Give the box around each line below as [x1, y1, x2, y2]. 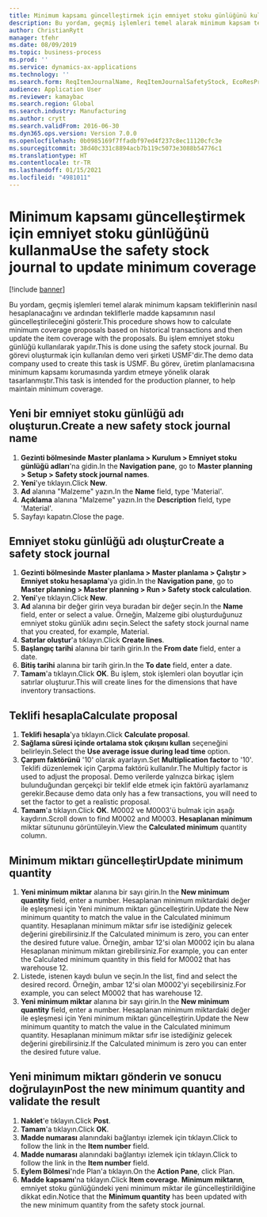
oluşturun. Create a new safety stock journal [9, 419, 231, 433]
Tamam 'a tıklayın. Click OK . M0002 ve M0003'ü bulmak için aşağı [20, 806, 235, 815]
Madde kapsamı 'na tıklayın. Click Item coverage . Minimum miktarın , [20, 1174, 245, 1185]
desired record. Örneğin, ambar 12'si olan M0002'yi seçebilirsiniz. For [20, 980, 246, 990]
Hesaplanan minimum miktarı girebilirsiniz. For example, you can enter [20, 946, 248, 956]
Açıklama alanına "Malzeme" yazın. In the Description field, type [20, 494, 231, 504]
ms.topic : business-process [9, 48, 102, 56]
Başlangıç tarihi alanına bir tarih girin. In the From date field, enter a [20, 643, 241, 654]
